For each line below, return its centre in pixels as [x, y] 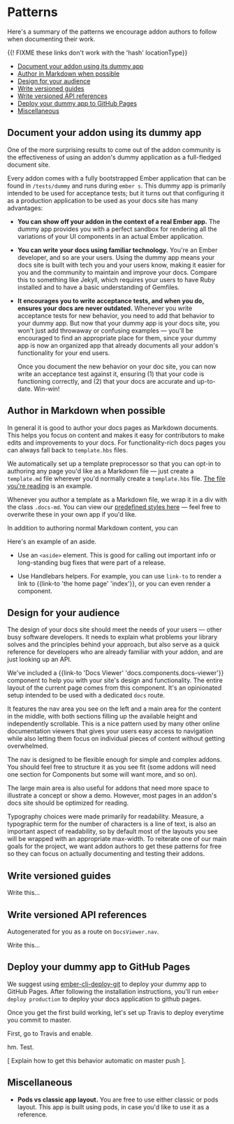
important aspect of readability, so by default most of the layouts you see [112, 831]
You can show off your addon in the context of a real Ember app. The [119, 221]
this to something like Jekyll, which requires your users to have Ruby [116, 279]
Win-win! [47, 389]
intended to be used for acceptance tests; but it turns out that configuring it [116, 193]
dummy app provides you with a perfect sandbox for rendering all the [117, 229]
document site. [29, 165]
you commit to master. [39, 1020]
